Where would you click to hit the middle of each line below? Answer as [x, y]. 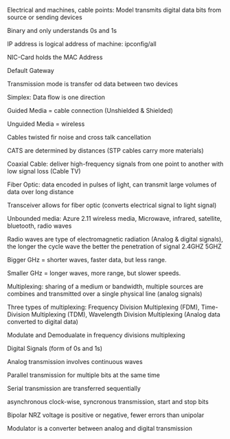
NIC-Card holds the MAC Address [55, 57]
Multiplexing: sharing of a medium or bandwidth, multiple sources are [105, 286]
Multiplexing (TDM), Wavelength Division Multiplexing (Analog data [126, 314]
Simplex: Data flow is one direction [56, 97]
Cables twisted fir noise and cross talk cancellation [79, 137]
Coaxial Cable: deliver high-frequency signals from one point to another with [115, 164]
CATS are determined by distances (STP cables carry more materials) [105, 150]
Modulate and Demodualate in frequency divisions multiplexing [96, 335]
